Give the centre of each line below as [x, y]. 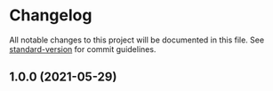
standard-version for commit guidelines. [83, 49]
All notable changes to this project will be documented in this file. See [137, 40]
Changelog [51, 15]
